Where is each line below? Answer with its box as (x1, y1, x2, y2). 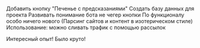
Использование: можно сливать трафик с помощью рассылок (6, 24, 166, 31)
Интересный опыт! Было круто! (6, 36, 86, 42)
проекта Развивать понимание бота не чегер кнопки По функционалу (6, 11, 184, 18)
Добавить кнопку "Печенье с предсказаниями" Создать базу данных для (6, 5, 195, 12)
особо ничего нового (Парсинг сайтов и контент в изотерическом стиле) (6, 18, 193, 24)
